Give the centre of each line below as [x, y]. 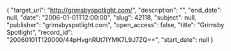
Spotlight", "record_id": [40, 32]
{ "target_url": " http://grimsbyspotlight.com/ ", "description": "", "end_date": [114, 10]
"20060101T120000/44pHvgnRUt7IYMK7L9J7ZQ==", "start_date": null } [110, 40]
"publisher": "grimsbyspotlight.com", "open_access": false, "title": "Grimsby [115, 25]
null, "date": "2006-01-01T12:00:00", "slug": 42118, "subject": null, [102, 17]
